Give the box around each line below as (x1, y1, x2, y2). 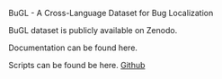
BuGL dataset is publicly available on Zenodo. (8, 25, 178, 35)
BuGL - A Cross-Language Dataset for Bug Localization (8, 8, 214, 18)
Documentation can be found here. (8, 42, 138, 53)
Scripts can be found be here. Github (8, 60, 146, 70)
